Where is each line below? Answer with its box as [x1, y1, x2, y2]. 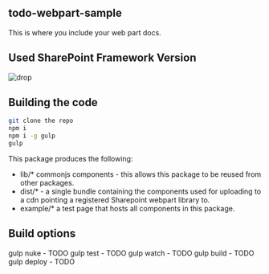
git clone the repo [8, 117, 74, 125]
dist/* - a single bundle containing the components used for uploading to [19, 186, 262, 196]
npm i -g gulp [8, 132, 56, 140]
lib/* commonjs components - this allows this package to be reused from [19, 169, 262, 179]
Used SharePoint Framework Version [8, 51, 197, 65]
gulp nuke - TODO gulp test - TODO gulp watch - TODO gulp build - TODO [8, 248, 255, 258]
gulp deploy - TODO [8, 256, 75, 266]
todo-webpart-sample [8, 6, 122, 20]
